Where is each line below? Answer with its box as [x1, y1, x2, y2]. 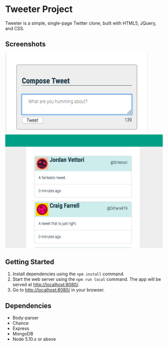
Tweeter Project [5, 4, 73, 15]
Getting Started [5, 257, 54, 266]
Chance [12, 320, 29, 326]
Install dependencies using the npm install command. [12, 271, 125, 277]
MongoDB [12, 331, 33, 337]
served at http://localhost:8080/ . [12, 282, 79, 288]
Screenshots [5, 40, 46, 49]
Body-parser [12, 315, 39, 321]
